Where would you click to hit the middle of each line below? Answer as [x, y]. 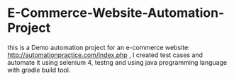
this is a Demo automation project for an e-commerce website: [99, 47]
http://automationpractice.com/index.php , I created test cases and [105, 55]
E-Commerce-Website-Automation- [116, 13]
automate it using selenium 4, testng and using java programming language [117, 62]
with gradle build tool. [39, 70]
